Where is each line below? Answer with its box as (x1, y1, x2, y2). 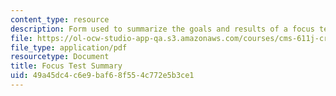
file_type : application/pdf (10, 42, 128, 53)
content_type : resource (10, 14, 110, 25)
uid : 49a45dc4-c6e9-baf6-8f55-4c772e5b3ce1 (10, 71, 195, 81)
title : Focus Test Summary (10, 61, 123, 71)
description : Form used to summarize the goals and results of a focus (10, 24, 315, 34)
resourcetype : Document (10, 52, 110, 62)
